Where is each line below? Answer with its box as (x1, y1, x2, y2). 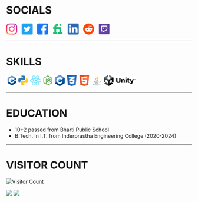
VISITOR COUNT (6, 158, 88, 171)
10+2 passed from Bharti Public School (14, 126, 110, 133)
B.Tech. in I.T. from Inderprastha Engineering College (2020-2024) (14, 132, 177, 139)
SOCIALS (6, 4, 52, 17)
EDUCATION (6, 107, 68, 120)
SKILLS (6, 55, 42, 68)
